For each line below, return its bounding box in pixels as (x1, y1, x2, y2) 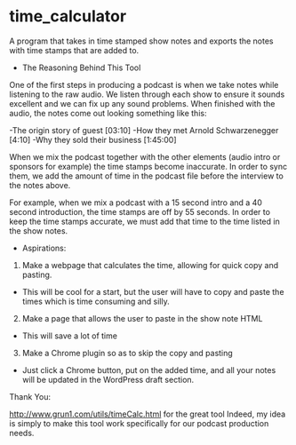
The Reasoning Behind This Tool (21, 62, 141, 73)
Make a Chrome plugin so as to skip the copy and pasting (21, 347, 233, 358)
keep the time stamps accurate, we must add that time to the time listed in (9, 216, 280, 226)
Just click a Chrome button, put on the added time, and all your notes (21, 364, 276, 375)
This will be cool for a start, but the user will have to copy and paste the (21, 286, 284, 297)
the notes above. (9, 179, 71, 190)
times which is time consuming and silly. (21, 296, 171, 306)
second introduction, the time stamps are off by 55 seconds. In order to (9, 206, 271, 217)
